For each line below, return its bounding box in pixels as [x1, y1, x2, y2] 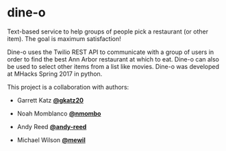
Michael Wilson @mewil [16, 135, 86, 144]
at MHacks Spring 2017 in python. [7, 70, 103, 78]
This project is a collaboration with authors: [7, 83, 129, 91]
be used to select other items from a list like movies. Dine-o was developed [7, 62, 219, 70]
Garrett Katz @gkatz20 [16, 96, 84, 104]
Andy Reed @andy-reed [16, 122, 87, 131]
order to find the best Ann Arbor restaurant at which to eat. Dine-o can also [7, 55, 220, 63]
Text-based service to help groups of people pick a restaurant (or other [7, 27, 209, 36]
